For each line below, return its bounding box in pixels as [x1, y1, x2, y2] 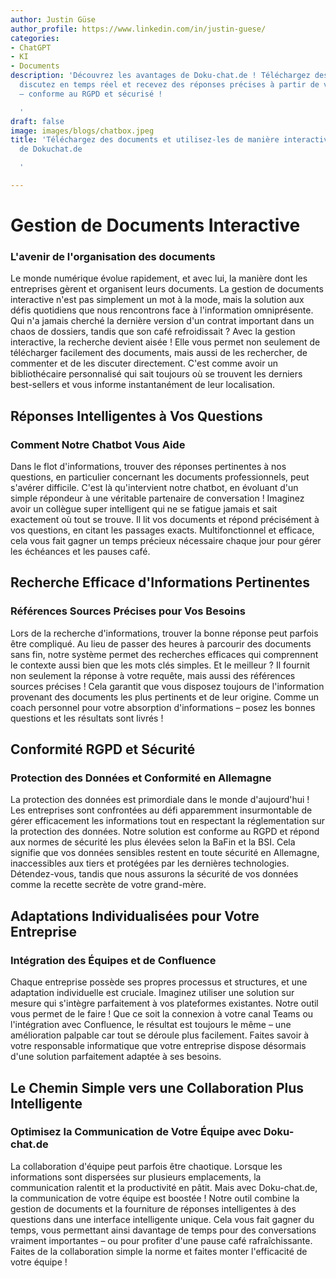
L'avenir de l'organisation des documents [10, 249, 216, 263]
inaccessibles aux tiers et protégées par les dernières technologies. [10, 857, 290, 870]
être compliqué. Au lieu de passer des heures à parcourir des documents [10, 637, 312, 650]
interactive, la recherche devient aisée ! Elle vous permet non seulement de [10, 336, 321, 348]
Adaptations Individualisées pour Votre [10, 907, 260, 925]
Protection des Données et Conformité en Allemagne [10, 771, 272, 785]
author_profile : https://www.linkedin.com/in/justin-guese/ [10, 24, 267, 34]
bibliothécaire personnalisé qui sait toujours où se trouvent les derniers [10, 368, 303, 380]
